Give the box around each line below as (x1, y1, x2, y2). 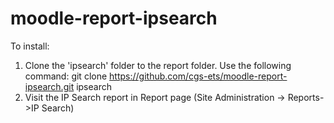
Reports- (287, 91, 325, 103)
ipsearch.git (24, 80, 75, 92)
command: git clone (24, 70, 108, 82)
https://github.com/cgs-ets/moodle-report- (109, 70, 288, 82)
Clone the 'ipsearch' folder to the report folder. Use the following (24, 59, 292, 71)
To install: (10, 40, 50, 52)
